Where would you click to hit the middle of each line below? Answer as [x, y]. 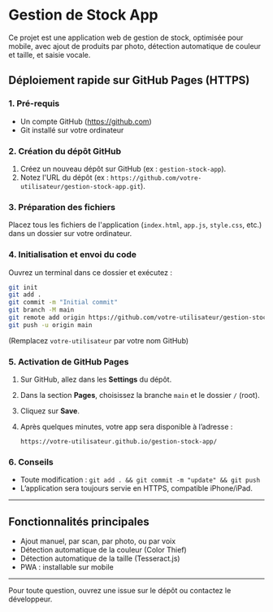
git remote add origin [47, 318]
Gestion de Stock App [83, 15]
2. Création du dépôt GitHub [65, 151]
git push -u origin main [50, 325]
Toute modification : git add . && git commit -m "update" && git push [140, 480]
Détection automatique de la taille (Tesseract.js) [100, 558]
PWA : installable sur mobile [67, 567]
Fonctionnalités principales [79, 521]
